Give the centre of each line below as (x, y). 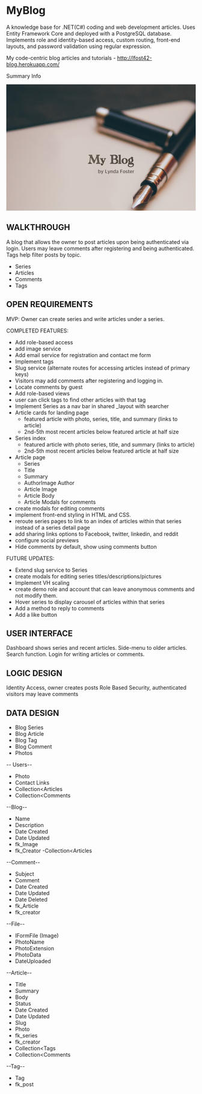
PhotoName (30, 942)
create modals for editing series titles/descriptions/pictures (88, 576)
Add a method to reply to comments (60, 608)
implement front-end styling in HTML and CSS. (73, 515)
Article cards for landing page (52, 412)
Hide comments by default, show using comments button (86, 546)
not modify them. (36, 595)
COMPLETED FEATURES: (38, 331)
